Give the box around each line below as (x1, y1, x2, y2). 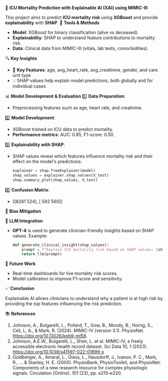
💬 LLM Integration (5, 217, 43, 223)
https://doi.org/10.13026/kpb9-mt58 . (12, 333, 87, 339)
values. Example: (12, 232, 47, 238)
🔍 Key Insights (5, 55, 37, 61)
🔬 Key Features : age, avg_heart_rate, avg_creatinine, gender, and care (12, 67, 158, 72)
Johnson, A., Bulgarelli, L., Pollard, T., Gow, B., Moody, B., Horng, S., (12, 322, 153, 328)
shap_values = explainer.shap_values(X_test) (12, 172, 109, 177)
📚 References (5, 310, 36, 317)
